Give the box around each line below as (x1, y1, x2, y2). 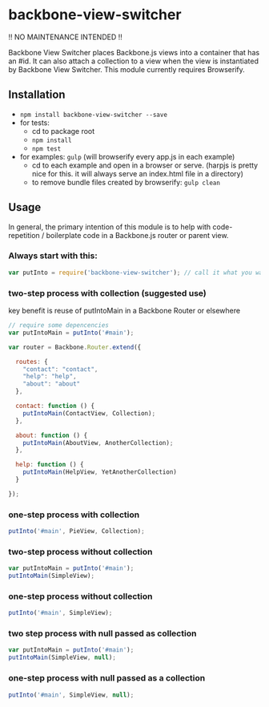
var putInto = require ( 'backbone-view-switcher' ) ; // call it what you (8, 269, 252, 277)
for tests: (19, 118, 50, 127)
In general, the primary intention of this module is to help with (8, 222, 211, 232)
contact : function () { (15, 402, 94, 410)
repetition (8, 230, 40, 240)
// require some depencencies (8, 321, 110, 329)
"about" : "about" (22, 380, 81, 388)
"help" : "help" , (22, 373, 78, 381)
